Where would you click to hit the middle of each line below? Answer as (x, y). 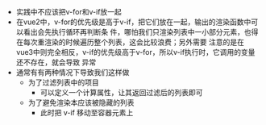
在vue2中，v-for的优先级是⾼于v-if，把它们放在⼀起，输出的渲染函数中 (133, 22)
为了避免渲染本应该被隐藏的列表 (81, 102)
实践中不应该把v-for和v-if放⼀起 (69, 12)
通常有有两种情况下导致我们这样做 (73, 72)
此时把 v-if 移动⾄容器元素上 (87, 112)
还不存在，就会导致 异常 (56, 62)
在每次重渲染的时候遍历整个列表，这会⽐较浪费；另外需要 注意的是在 (130, 42)
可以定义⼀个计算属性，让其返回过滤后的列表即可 (121, 92)
